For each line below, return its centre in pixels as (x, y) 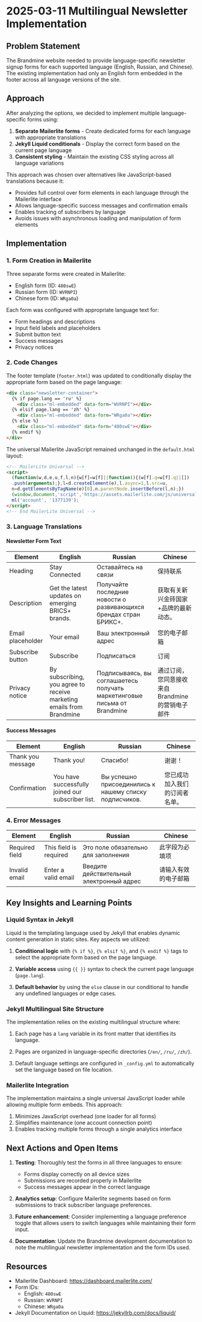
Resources (27, 1266)
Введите (95, 866)
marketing (63, 699)
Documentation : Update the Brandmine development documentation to (103, 1241)
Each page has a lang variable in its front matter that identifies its (95, 1034)
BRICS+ (60, 610)
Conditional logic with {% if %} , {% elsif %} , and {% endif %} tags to (101, 950)
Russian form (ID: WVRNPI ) (46, 292)
